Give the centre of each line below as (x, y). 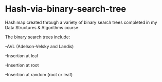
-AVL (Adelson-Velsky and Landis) (39, 46)
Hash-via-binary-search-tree (66, 9)
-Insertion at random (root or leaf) (39, 74)
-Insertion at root (22, 65)
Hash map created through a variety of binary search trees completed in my (81, 22)
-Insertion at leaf (22, 56)
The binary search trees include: (37, 37)
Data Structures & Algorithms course (42, 27)
